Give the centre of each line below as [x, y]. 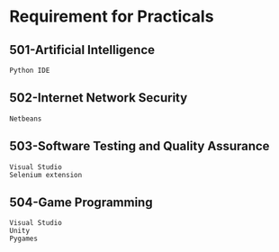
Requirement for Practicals [112, 17]
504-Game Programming [81, 203]
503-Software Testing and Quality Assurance [139, 146]
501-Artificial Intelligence [82, 50]
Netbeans [26, 119]
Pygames [24, 239]
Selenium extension [46, 175]
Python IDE [30, 70]
